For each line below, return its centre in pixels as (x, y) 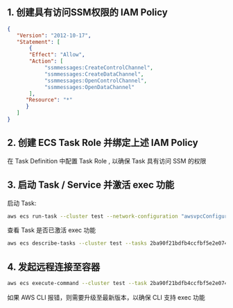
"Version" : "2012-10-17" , (54, 35)
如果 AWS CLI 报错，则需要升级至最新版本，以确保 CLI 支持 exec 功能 (106, 297)
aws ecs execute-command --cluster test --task (77, 284)
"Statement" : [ (38, 42)
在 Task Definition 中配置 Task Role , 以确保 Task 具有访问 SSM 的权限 (107, 161)
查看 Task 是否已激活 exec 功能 (52, 230)
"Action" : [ (46, 61)
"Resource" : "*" (49, 100)
